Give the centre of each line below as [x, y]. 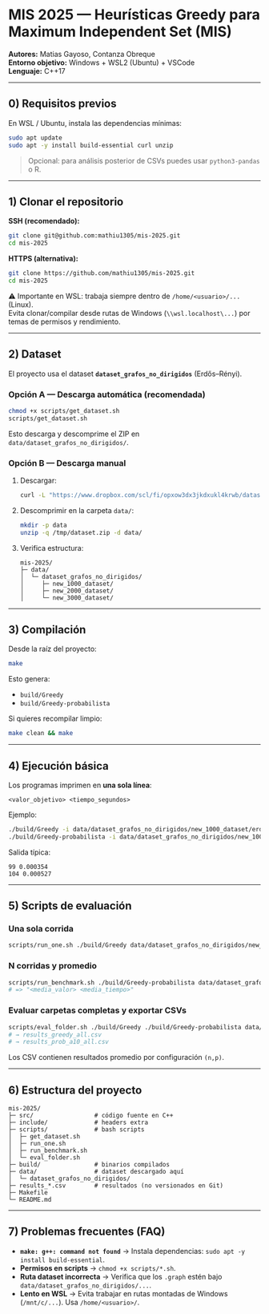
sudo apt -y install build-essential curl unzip [91, 145]
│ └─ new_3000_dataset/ [66, 598]
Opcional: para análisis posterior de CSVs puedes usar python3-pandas [144, 160]
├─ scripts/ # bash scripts [77, 1130]
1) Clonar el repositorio [66, 202]
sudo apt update [35, 138]
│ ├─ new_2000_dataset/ [66, 591]
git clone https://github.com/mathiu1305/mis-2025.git [102, 273]
